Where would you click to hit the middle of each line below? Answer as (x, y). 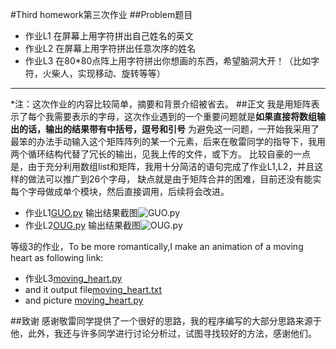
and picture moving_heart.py (84, 300)
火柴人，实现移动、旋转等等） (104, 73)
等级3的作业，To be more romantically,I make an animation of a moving (157, 246)
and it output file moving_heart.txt (93, 289)
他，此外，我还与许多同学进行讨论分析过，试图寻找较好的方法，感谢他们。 (163, 333)
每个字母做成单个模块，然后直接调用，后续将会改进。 (120, 191)
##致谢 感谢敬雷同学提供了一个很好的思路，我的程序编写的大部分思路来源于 (166, 321)
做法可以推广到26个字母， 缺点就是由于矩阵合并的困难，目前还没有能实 (174, 179)
